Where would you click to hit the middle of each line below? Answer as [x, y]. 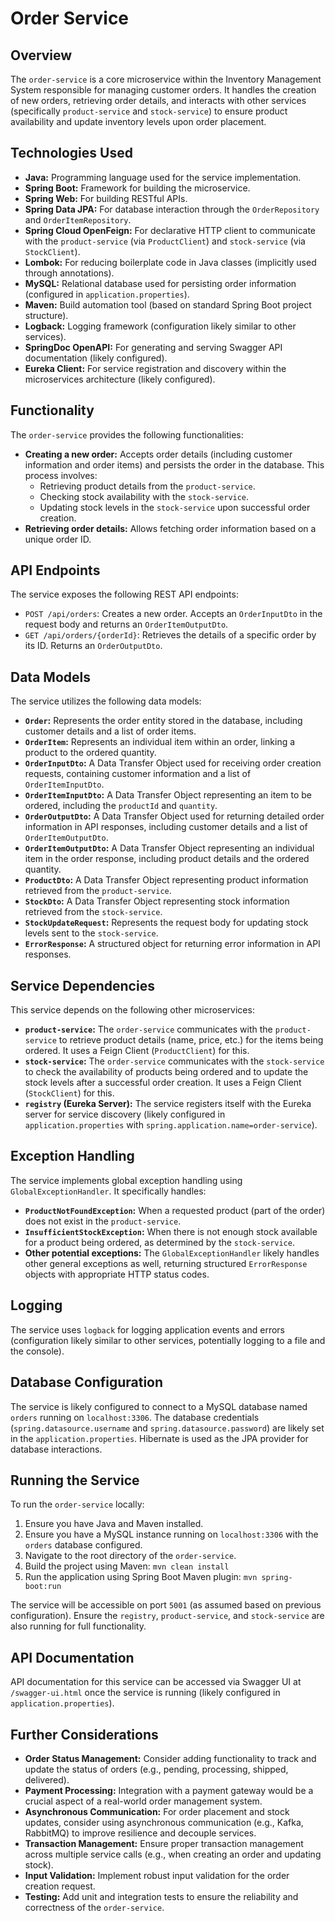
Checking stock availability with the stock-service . [144, 496]
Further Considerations [84, 1734]
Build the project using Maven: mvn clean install [127, 1566]
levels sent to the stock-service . [91, 933]
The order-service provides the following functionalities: [127, 434]
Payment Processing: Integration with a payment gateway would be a [169, 1790]
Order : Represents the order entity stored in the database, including [163, 721]
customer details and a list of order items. [110, 731]
